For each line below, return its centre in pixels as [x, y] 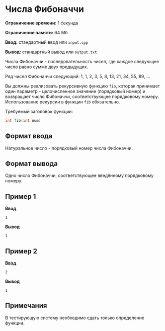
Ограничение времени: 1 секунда [42, 23]
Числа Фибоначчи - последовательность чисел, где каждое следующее [82, 61]
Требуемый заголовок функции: [39, 111]
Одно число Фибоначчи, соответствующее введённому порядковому [80, 175]
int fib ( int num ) [23, 120]
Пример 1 [21, 197]
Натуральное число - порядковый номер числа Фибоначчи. [69, 148]
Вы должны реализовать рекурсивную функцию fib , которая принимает [82, 86]
